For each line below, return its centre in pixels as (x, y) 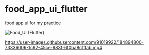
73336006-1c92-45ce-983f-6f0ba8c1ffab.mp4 (54, 47)
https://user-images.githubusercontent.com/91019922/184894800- (74, 42)
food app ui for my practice (33, 23)
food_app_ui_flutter (46, 9)
